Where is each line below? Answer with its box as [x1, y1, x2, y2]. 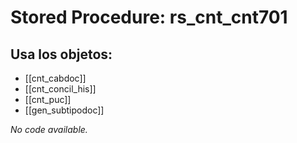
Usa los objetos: [10, 46, 113, 63]
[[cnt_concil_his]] [24, 83, 97, 95]
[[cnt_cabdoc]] [24, 72, 87, 84]
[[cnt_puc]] [24, 94, 72, 105]
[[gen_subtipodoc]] [24, 104, 105, 116]
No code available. [10, 124, 88, 135]
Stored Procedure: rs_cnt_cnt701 [10, 6, 288, 29]
